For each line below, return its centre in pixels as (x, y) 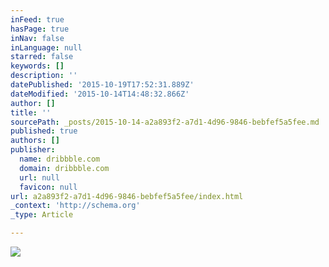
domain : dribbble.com (64, 168)
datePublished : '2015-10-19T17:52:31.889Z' (102, 85)
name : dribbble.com (60, 159)
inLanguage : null (46, 47)
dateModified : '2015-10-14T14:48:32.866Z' (100, 94)
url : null (39, 177)
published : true (44, 131)
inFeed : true (37, 19)
